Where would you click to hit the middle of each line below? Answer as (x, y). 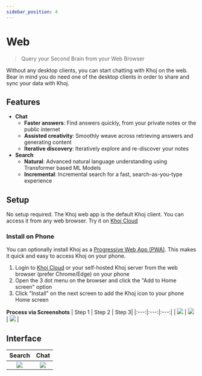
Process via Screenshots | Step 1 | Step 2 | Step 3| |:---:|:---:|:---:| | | (96, 313)
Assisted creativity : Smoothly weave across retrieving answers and (109, 136)
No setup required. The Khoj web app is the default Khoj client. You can (95, 215)
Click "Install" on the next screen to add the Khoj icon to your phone (99, 293)
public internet (42, 129)
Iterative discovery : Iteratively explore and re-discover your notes (106, 149)
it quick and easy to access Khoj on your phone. (66, 256)
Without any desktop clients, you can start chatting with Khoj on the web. (97, 70)
